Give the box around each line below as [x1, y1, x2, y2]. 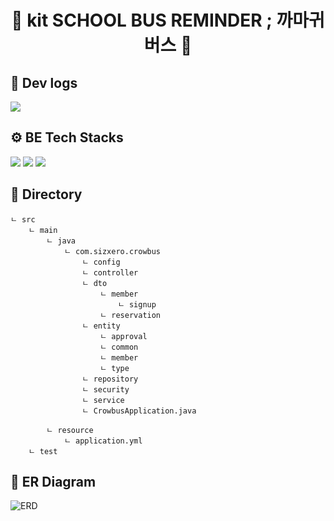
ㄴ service [81, 395, 125, 405]
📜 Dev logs [10, 74, 78, 91]
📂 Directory [10, 186, 83, 203]
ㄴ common [99, 342, 139, 352]
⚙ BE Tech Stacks [10, 129, 124, 146]
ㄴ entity [81, 321, 121, 331]
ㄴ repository [81, 374, 139, 384]
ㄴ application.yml [63, 436, 143, 446]
